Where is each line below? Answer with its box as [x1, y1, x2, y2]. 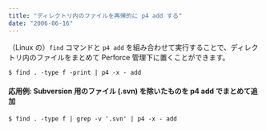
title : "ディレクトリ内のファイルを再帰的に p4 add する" [8, 11, 183, 20]
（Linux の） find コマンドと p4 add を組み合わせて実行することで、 [8, 42, 231, 52]
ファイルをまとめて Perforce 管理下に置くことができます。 [35, 52, 230, 62]
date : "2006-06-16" [8, 19, 74, 27]
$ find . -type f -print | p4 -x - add [8, 68, 142, 76]
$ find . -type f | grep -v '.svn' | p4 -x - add [8, 114, 178, 123]
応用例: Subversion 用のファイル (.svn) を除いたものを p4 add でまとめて [8, 86, 251, 96]
